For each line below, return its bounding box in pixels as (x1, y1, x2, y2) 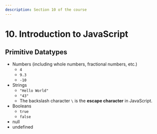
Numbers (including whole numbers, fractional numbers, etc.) (12, 61, 138, 67)
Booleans (12, 103, 31, 109)
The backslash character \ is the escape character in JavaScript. (19, 98, 153, 103)
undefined (12, 124, 33, 130)
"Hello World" (19, 88, 49, 93)
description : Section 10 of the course (5, 7, 87, 12)
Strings (12, 82, 27, 88)
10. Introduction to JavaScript (5, 28, 128, 39)
